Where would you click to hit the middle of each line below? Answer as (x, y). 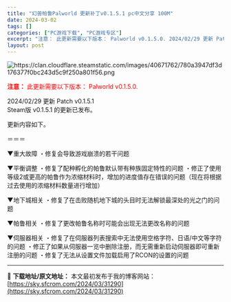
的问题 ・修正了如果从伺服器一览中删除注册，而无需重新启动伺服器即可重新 (113, 246)
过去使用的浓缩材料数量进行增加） (55, 185)
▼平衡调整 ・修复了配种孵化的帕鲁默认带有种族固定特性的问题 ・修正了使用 (114, 168)
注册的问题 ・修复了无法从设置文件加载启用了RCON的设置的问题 (98, 255)
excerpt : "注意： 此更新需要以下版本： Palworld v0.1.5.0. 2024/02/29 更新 (110, 39)
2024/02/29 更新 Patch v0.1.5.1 (51, 101)
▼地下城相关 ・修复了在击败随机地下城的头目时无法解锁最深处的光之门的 (111, 200)
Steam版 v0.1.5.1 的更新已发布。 (52, 110)
